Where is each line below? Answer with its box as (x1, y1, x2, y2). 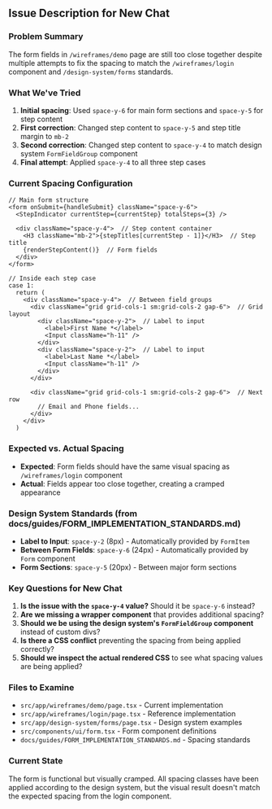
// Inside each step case (8, 274, 96, 283)
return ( (15, 289, 45, 297)
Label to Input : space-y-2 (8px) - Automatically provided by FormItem (19, 536, 250, 546)
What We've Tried (8, 87, 81, 98)
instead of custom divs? (19, 627, 101, 637)
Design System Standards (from (8, 508, 138, 519)
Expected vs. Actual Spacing (8, 443, 124, 454)
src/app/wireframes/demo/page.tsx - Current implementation (19, 700, 223, 711)
